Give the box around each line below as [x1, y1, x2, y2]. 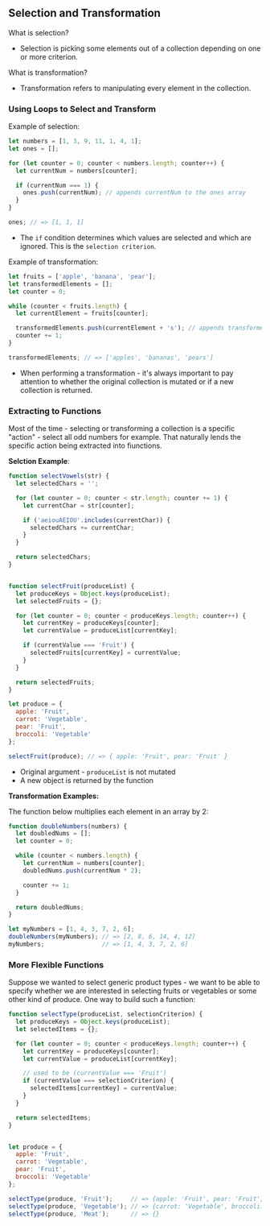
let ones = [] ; [8, 144, 59, 152]
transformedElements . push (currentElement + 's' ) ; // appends [15, 324, 225, 333]
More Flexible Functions [8, 959, 104, 970]
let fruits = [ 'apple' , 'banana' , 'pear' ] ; [8, 272, 157, 280]
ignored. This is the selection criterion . [19, 241, 157, 251]
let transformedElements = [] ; [8, 280, 113, 288]
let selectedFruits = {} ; [15, 597, 103, 605]
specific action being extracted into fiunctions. [8, 441, 162, 450]
